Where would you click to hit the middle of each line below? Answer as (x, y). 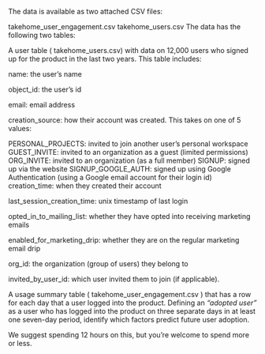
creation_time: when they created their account (85, 186)
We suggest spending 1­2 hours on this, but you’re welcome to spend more (129, 335)
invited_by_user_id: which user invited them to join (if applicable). (114, 279)
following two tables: (42, 35)
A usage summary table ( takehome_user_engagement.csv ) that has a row (130, 294)
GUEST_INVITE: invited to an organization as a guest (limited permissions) (128, 152)
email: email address (42, 105)
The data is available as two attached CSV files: (86, 11)
